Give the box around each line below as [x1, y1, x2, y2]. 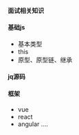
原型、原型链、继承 [17, 56, 73, 64]
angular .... [17, 120, 49, 128]
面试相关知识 [8, 6, 44, 14]
